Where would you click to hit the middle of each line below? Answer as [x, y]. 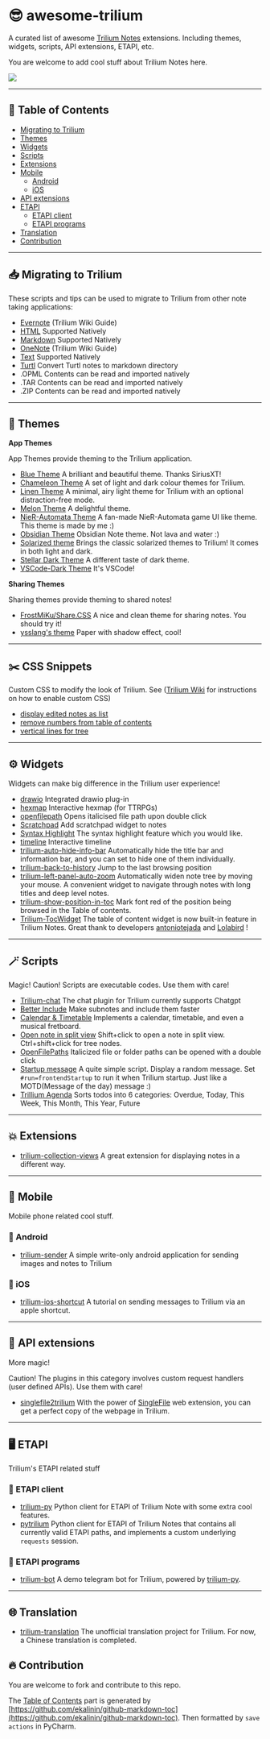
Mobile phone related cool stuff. [61, 1216]
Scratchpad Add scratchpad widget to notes [93, 825]
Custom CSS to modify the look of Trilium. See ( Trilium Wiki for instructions [133, 690]
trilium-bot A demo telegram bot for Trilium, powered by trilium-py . [130, 1579]
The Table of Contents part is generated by [80, 1700]
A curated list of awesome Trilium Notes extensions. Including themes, [125, 38]
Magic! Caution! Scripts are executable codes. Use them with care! [119, 985]
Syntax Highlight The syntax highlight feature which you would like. [131, 833]
